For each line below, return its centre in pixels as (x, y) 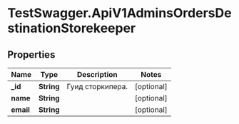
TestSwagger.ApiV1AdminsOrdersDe (119, 13)
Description (97, 74)
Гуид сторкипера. (97, 87)
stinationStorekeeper (72, 28)
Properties (31, 55)
